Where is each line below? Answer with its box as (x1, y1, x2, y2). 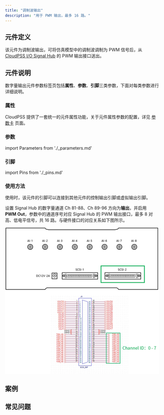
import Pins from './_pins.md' (5, 170, 63, 175)
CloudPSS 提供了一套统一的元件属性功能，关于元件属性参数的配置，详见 (5, 114, 150, 120)
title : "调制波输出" (5, 8, 43, 13)
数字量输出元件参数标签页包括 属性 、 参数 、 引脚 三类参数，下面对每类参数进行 (5, 83, 159, 88)
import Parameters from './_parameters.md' (5, 145, 92, 151)
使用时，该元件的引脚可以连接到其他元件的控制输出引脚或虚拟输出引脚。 (5, 195, 150, 200)
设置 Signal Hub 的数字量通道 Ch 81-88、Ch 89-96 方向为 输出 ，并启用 (5, 205, 147, 211)
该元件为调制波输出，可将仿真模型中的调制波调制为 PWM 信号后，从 (5, 47, 143, 53)
